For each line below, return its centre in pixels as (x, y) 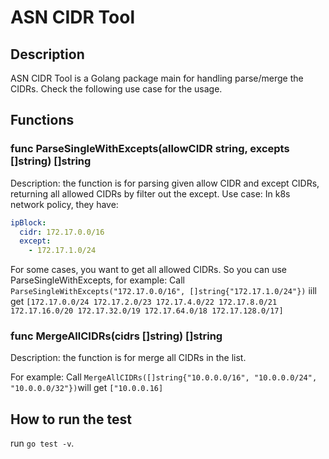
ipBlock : (28, 222)
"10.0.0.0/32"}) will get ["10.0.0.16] (87, 388)
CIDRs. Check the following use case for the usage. (116, 89)
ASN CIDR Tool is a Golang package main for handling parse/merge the (157, 78)
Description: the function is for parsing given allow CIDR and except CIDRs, (165, 183)
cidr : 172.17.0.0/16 (62, 232)
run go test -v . (42, 443)
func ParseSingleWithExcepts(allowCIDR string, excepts (150, 149)
